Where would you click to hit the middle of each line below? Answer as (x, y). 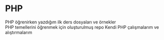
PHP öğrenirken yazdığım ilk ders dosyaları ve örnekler (61, 22)
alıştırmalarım (19, 32)
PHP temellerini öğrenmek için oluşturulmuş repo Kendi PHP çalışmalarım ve (82, 27)
